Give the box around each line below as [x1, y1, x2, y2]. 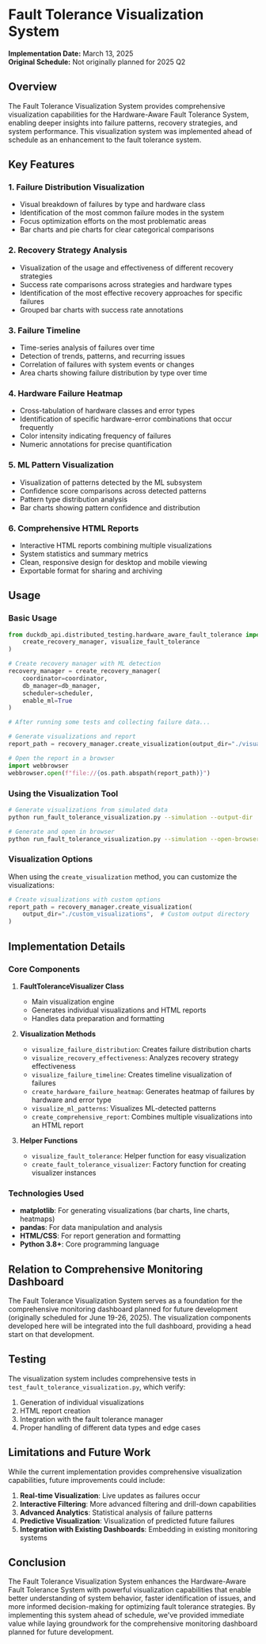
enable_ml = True [22, 697, 73, 705]
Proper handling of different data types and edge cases [19, 1423, 201, 1432]
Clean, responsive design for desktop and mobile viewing [19, 557, 207, 567]
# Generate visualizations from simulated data [8, 805, 169, 814]
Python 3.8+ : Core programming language [19, 1239, 160, 1249]
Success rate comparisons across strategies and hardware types [19, 279, 232, 289]
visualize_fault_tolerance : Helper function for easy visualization [31, 1150, 247, 1160]
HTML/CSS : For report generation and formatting [19, 1231, 180, 1241]
